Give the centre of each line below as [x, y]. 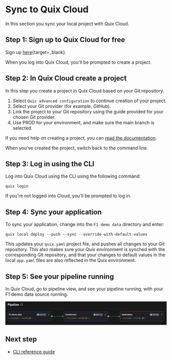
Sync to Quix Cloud [47, 10]
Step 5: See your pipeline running [60, 277]
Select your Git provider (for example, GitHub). [62, 106]
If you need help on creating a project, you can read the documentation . [81, 138]
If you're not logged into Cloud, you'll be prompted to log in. [68, 196]
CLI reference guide [34, 352]
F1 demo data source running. [37, 294]
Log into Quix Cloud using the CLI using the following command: [73, 176]
